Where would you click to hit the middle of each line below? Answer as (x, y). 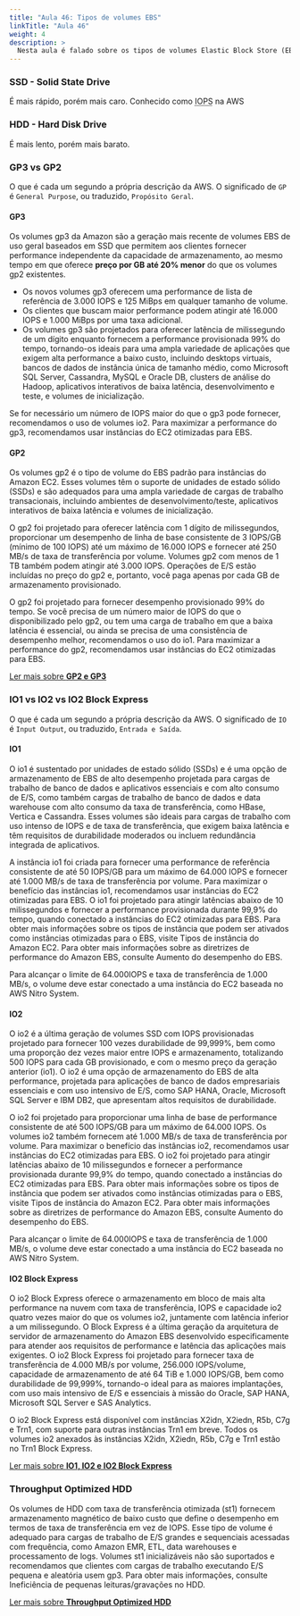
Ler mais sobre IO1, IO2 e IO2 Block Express (91, 1466)
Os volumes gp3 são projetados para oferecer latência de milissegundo (154, 330)
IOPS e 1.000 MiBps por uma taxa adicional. (102, 320)
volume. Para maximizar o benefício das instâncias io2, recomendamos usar (150, 1146)
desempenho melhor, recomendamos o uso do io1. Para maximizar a (135, 641)
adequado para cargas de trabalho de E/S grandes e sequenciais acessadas (150, 1536)
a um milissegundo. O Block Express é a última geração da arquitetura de (144, 1327)
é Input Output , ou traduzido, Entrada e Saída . (96, 728)
